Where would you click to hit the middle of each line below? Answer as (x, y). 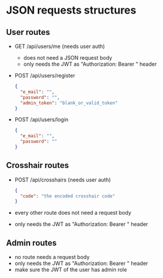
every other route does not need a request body (73, 213)
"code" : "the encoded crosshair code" (68, 196)
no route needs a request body (52, 257)
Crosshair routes (38, 165)
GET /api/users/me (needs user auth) (60, 46)
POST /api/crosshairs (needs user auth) (63, 180)
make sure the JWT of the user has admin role (71, 270)
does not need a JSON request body (68, 58)
